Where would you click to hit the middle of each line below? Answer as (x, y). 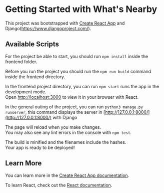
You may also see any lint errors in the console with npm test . (68, 132)
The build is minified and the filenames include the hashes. (66, 142)
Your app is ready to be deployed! (40, 147)
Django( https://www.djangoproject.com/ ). (48, 28)
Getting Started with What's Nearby (81, 9)
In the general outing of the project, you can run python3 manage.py (74, 107)
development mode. (26, 92)
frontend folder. (21, 62)
